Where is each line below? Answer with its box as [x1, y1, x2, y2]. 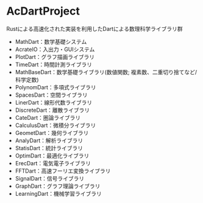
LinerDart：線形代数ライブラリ [15, 98, 93, 106]
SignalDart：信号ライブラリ [15, 174, 85, 182]
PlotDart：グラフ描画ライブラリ [15, 53, 95, 60]
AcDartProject [6, 4, 80, 18]
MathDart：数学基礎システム [15, 38, 87, 45]
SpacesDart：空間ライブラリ [15, 91, 88, 98]
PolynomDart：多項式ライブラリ [15, 83, 96, 91]
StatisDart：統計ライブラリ [15, 144, 84, 151]
